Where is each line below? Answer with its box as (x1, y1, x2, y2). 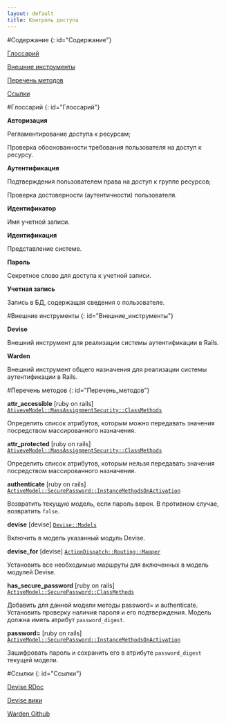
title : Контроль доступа (7, 17, 79, 24)
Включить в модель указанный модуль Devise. (7, 533, 146, 542)
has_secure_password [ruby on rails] (7, 581, 115, 590)
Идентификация (7, 231, 57, 239)
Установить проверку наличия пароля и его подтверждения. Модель (7, 608, 212, 617)
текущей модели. (7, 655, 59, 664)
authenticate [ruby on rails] (7, 479, 86, 488)
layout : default (7, 10, 54, 17)
